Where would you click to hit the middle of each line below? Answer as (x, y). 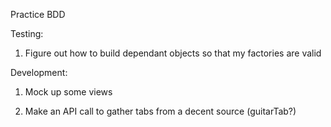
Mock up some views (68, 92)
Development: (39, 72)
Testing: (27, 33)
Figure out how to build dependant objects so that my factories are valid (173, 53)
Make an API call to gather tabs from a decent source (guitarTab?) (160, 111)
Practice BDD (38, 14)
